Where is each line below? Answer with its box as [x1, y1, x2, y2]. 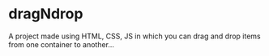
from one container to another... [8, 39, 115, 49]
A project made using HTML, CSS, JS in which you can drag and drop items [8, 31, 261, 41]
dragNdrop [8, 5, 83, 23]
